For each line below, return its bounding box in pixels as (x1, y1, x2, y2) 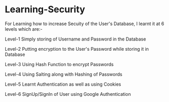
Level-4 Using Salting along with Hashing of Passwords (5, 71, 123, 77)
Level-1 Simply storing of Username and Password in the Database (5, 36, 146, 42)
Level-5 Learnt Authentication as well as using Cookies (5, 81, 121, 87)
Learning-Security (5, 4, 85, 15)
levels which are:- (5, 26, 43, 32)
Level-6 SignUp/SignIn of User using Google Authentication (5, 91, 132, 97)
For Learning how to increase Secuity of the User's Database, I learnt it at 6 (5, 21, 165, 27)
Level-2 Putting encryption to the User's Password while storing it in (5, 46, 149, 52)
